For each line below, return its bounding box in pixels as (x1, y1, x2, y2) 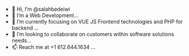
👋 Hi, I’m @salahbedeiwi (11, 6, 70, 12)
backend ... (11, 24, 39, 31)
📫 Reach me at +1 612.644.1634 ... (11, 44, 96, 50)
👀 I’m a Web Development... (11, 12, 79, 19)
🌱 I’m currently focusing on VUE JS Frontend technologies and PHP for (11, 18, 183, 25)
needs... (11, 37, 32, 44)
